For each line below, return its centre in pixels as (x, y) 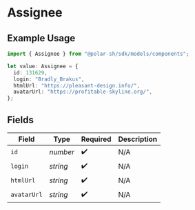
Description (138, 139)
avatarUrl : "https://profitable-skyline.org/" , (83, 92)
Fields (21, 119)
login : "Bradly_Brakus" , (49, 79)
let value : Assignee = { (43, 66)
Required (96, 139)
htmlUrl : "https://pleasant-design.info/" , (76, 85)
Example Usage (41, 38)
